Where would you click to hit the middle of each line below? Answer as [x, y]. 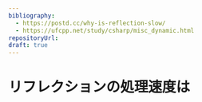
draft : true [28, 45]
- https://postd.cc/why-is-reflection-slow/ [91, 23]
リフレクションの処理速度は [99, 87]
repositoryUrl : [34, 38]
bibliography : [32, 16]
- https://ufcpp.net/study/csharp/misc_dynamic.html [105, 30]
